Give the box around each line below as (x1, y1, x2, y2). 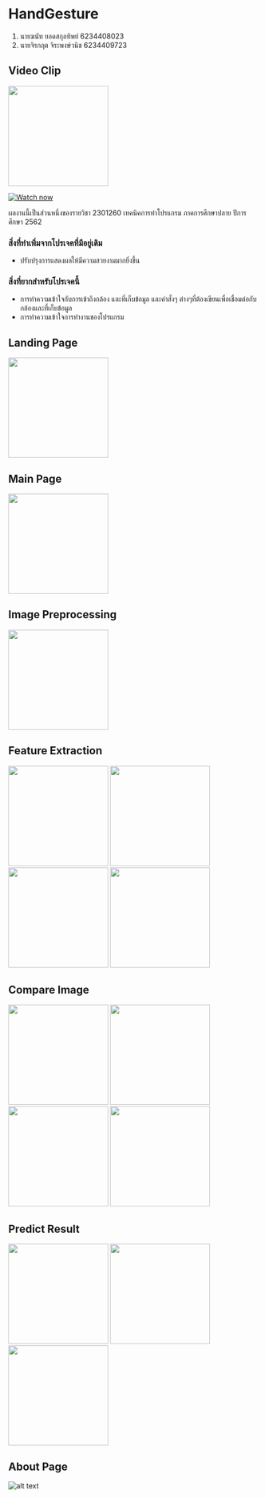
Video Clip (8, 64, 61, 78)
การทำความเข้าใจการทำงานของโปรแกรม (19, 312, 125, 322)
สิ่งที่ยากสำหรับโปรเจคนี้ (8, 275, 80, 287)
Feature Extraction (8, 744, 102, 757)
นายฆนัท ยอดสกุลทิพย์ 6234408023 (19, 31, 125, 41)
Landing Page (8, 335, 78, 349)
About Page (8, 1460, 68, 1473)
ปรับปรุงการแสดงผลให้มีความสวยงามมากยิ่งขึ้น (19, 255, 140, 265)
